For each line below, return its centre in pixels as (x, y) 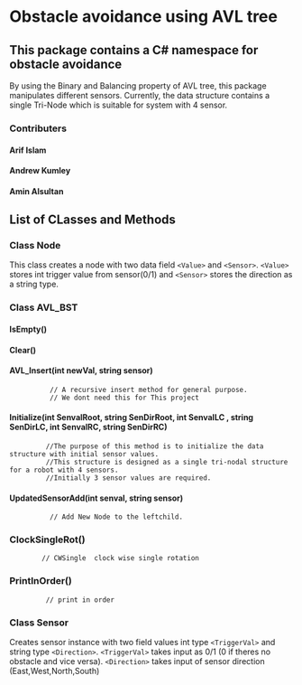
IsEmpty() (28, 329)
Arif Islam (28, 150)
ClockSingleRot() (47, 540)
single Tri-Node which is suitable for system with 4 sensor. (119, 105)
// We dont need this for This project (124, 398)
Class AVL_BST (44, 307)
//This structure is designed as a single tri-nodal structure (167, 462)
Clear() (23, 350)
